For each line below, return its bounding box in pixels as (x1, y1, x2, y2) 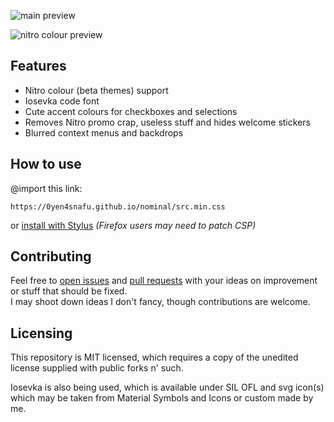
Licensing (10, 325, 73, 342)
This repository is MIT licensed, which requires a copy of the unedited (10, 351, 299, 364)
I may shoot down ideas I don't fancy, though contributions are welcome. (10, 296, 311, 308)
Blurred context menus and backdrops (24, 126, 184, 139)
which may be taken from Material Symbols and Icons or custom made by (10, 392, 314, 404)
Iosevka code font (24, 95, 100, 107)
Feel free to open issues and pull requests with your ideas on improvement (10, 275, 318, 287)
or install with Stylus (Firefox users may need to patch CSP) (10, 219, 257, 231)
